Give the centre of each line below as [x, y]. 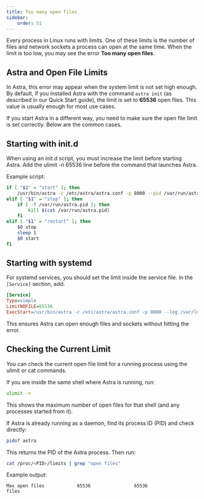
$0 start [28, 238]
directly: [17, 429]
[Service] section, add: [36, 284]
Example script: [26, 176]
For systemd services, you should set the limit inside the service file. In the [100, 277]
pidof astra [21, 441]
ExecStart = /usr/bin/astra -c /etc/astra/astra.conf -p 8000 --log [92, 312]
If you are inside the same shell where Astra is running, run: [80, 382]
